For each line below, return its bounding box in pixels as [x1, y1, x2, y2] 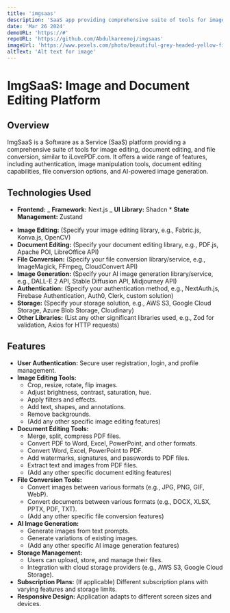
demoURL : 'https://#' [7, 29, 69, 36]
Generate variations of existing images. [27, 533, 138, 542]
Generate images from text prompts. [27, 527, 130, 535]
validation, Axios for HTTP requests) [16, 321, 120, 329]
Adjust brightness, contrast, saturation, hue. [27, 388, 152, 396]
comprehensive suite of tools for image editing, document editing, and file [7, 145, 216, 153]
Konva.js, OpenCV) [16, 233, 71, 241]
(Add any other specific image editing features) [27, 417, 161, 426]
